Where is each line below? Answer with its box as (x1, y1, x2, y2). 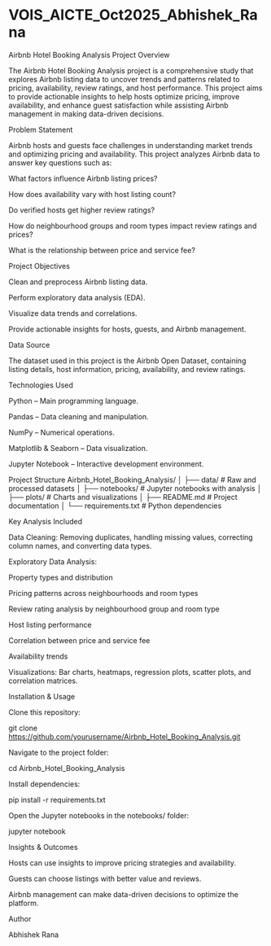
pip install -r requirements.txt (8, 795, 106, 804)
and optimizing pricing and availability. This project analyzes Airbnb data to (8, 149, 260, 159)
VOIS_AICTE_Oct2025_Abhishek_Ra (8, 6, 258, 24)
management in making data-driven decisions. (8, 108, 164, 119)
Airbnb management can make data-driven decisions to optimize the (8, 889, 238, 899)
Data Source (8, 339, 50, 349)
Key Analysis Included (8, 516, 83, 526)
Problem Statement (8, 125, 73, 134)
